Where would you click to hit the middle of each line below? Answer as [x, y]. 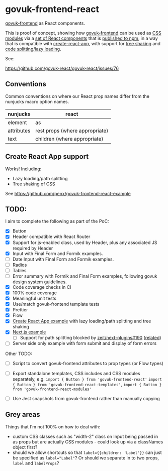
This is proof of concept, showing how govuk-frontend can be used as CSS [83, 33]
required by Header [33, 248]
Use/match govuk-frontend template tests [56, 304]
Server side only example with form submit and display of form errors [85, 343]
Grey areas [23, 415]
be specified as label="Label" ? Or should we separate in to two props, [86, 457]
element [17, 123]
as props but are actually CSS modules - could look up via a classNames [88, 442]
